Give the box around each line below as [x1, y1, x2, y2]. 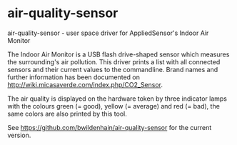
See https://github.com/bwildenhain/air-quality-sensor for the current [7, 123, 212, 131]
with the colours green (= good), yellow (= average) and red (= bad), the [7, 101, 220, 110]
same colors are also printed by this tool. [7, 109, 127, 118]
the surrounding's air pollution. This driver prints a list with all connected [7, 57, 221, 66]
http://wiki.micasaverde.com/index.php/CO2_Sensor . [7, 80, 163, 89]
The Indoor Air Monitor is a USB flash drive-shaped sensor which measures [7, 50, 230, 59]
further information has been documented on [7, 73, 141, 81]
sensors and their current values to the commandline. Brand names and [7, 65, 218, 74]
